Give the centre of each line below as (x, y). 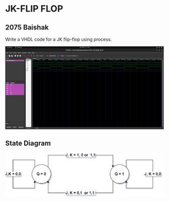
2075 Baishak (27, 27)
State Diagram (28, 143)
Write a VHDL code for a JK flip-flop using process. (59, 39)
